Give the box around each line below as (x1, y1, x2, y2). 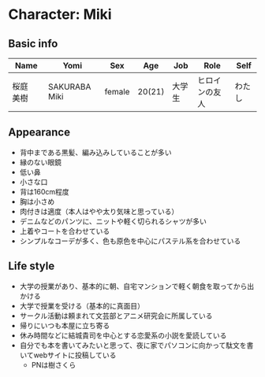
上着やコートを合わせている (19, 226, 110, 235)
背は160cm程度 (19, 187, 69, 196)
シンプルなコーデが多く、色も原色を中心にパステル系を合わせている (19, 236, 241, 246)
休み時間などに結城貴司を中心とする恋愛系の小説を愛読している (19, 331, 227, 340)
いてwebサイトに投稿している (19, 350, 117, 360)
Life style (8, 260, 55, 273)
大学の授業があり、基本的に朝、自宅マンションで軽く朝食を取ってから (19, 281, 248, 290)
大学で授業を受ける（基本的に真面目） (19, 301, 144, 310)
